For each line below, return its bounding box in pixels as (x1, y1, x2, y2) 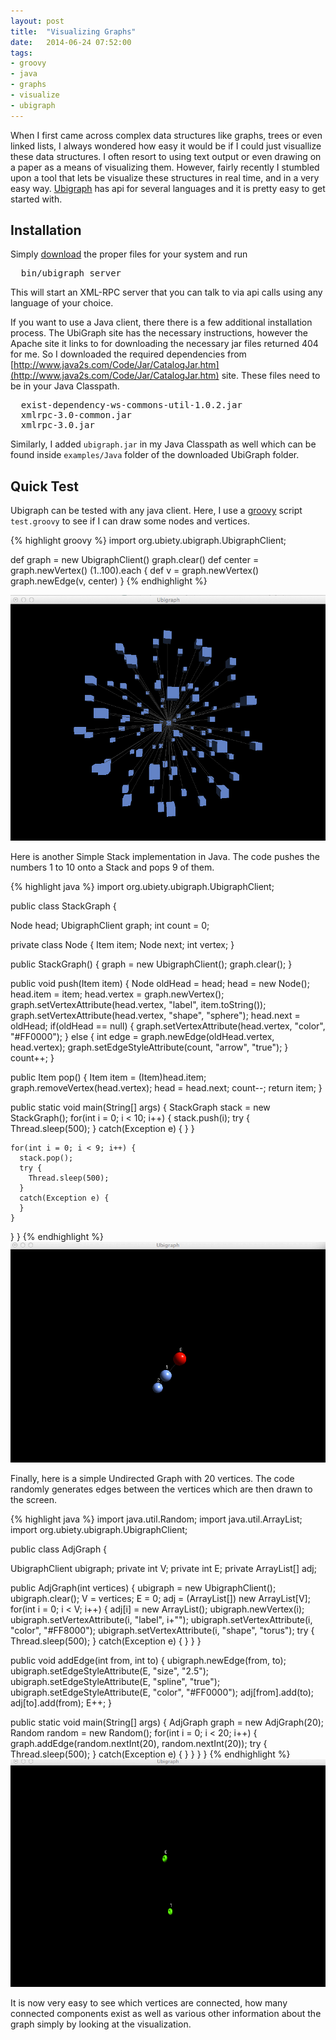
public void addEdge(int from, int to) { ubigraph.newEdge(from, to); (10, 1654, 287, 1666)
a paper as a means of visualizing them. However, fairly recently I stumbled (10, 161, 320, 173)
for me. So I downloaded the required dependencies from (10, 348, 247, 360)
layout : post (10, 16, 65, 26)
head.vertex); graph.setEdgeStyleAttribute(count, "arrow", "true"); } (10, 1041, 289, 1053)
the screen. (10, 1493, 58, 1505)
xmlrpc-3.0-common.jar (20, 410, 132, 421)
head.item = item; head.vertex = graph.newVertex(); (10, 988, 225, 1000)
